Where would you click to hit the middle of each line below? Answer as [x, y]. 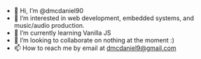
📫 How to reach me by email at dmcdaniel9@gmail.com [95, 48]
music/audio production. [49, 25]
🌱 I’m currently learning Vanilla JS [62, 33]
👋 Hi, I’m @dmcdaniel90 [49, 11]
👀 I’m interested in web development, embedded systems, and [104, 18]
